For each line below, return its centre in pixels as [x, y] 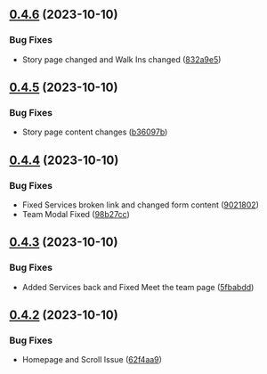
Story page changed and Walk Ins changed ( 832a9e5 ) [121, 59]
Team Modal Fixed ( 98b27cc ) [76, 215]
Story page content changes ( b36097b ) [95, 132]
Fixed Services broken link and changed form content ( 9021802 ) [141, 205]
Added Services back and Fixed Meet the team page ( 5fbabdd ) [138, 287]
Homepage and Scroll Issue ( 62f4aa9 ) [92, 360]
